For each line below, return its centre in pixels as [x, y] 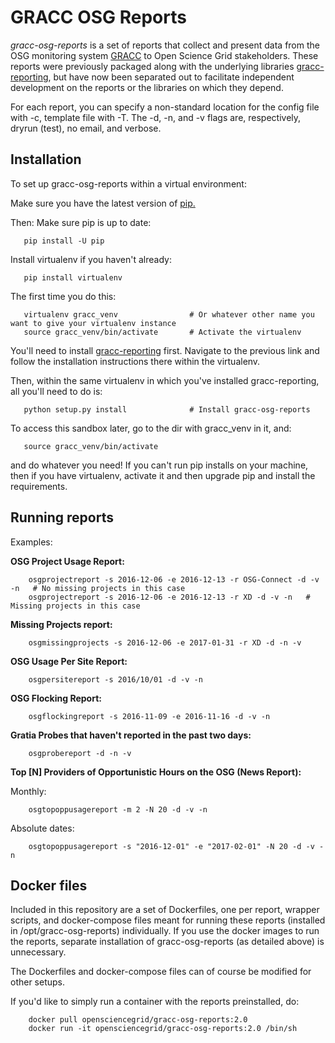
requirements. [39, 486]
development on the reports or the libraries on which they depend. [147, 87]
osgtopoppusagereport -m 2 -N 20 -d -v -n [118, 809]
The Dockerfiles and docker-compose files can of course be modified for [161, 972]
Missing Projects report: [61, 624]
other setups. [38, 982]
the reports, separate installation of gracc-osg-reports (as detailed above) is [167, 942]
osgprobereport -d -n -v [80, 753]
